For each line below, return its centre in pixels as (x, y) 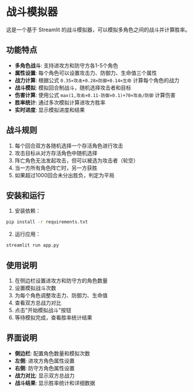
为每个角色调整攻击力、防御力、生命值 (61, 295)
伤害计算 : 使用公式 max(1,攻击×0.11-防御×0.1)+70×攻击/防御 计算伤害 (95, 95)
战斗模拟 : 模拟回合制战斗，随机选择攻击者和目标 (73, 88)
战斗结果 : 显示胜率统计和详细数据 (55, 383)
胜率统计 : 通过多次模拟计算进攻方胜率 (60, 102)
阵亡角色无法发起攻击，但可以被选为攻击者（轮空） (76, 160)
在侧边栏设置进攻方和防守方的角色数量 (61, 280)
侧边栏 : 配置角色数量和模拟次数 (52, 353)
